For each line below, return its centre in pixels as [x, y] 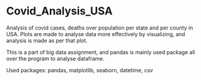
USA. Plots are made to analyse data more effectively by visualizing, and [96, 34]
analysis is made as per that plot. [47, 40]
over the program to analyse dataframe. [55, 58]
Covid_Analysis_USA [59, 11]
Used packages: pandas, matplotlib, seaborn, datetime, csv [80, 70]
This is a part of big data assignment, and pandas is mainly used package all [100, 52]
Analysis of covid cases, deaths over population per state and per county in [100, 28]
